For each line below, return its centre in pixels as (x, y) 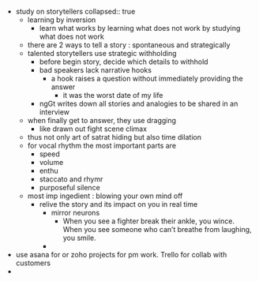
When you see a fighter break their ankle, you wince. (149, 221)
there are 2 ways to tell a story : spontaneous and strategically (129, 45)
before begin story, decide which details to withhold (124, 62)
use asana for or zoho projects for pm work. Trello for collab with (121, 255)
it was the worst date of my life (113, 95)
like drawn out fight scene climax (93, 129)
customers (33, 263)
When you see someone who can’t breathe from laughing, (157, 229)
